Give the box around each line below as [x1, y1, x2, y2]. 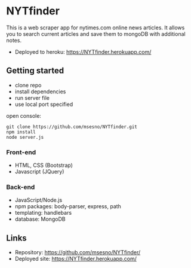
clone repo [14, 81, 42, 89]
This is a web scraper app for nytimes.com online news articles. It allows [6, 24, 185, 31]
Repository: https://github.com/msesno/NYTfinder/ [14, 249, 141, 256]
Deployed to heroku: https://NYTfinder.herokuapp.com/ [14, 48, 152, 55]
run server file [14, 94, 50, 101]
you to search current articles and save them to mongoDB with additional [6, 30, 186, 37]
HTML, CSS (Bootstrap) [14, 162, 73, 169]
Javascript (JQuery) [14, 168, 64, 175]
